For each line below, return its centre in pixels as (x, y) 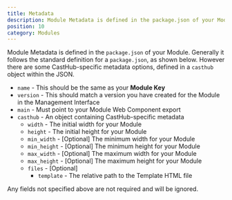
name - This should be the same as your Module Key (91, 88)
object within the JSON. (41, 74)
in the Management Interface (58, 102)
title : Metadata (30, 13)
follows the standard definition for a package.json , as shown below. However (116, 60)
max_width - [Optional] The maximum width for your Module (112, 154)
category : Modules (33, 33)
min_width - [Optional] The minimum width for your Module (111, 139)
